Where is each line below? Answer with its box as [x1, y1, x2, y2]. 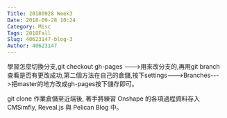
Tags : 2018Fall [7, 29, 51, 37]
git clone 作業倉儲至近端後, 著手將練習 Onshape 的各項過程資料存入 [7, 94, 200, 103]
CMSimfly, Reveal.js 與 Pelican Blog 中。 [7, 103, 123, 111]
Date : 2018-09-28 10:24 [7, 17, 76, 24]
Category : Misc [7, 23, 51, 30]
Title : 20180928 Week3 [7, 10, 73, 17]
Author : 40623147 [7, 42, 58, 49]
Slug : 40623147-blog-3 [7, 36, 73, 43]
